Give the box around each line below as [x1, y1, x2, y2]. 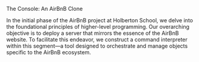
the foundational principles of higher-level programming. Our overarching [6, 23, 190, 30]
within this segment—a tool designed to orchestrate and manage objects [6, 42, 188, 49]
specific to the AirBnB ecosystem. [6, 49, 92, 56]
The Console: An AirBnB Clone [6, 5, 83, 12]
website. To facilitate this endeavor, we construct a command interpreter [6, 36, 188, 43]
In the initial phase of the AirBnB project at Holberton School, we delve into [6, 17, 193, 23]
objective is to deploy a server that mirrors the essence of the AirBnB [6, 29, 179, 37]
